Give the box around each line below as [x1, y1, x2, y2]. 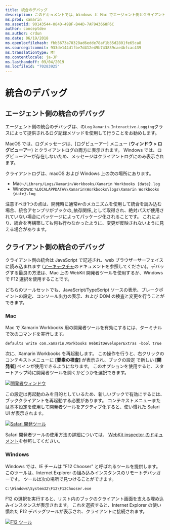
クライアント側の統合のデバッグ [5, 242, 105, 251]
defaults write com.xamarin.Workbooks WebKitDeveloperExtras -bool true [5, 341, 162, 346]
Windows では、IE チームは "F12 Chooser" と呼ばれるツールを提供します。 [5, 463, 161, 469]
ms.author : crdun [5, 31, 42, 36]
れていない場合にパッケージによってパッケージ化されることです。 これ [5, 214, 152, 220]
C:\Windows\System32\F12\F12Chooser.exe [5, 486, 92, 491]
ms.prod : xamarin [5, 17, 42, 22]
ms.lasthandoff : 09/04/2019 [5, 59, 65, 64]
